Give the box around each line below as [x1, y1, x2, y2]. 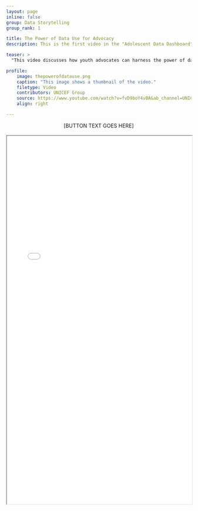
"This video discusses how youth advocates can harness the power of [11, 57, 185, 63]
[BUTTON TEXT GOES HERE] [63, 122, 134, 129]
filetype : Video [16, 84, 57, 90]
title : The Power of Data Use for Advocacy [6, 36, 115, 42]
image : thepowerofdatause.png [16, 73, 91, 80]
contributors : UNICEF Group [16, 90, 85, 96]
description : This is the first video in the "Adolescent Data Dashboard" [6, 41, 193, 47]
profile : [6, 68, 28, 74]
